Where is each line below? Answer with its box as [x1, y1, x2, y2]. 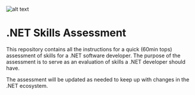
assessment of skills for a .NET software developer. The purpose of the [6, 52, 181, 59]
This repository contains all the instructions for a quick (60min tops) [6, 45, 172, 53]
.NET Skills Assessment [6, 27, 127, 40]
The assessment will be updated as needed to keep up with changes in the [6, 76, 190, 83]
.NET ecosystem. [6, 82, 49, 89]
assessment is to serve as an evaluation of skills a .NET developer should [6, 58, 186, 65]
